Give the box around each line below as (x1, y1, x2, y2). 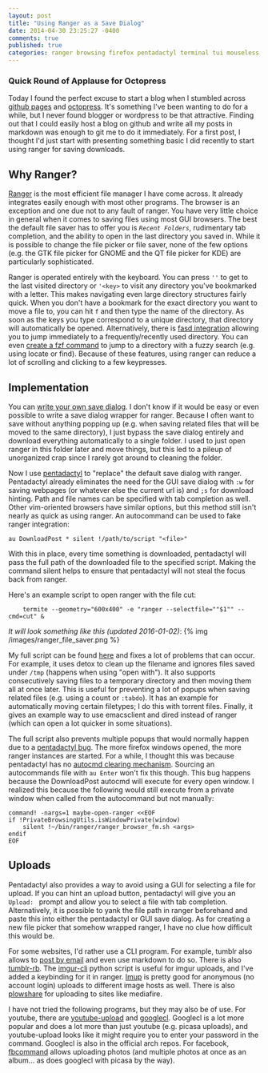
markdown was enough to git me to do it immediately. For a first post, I (8, 127, 241, 137)
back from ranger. (8, 574, 68, 584)
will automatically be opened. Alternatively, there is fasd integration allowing (8, 323, 259, 333)
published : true (8, 42, 62, 50)
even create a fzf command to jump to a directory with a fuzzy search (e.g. (8, 341, 255, 350)
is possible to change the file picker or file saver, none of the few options (8, 240, 248, 250)
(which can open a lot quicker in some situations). (8, 718, 173, 728)
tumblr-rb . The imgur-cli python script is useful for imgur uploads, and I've (8, 963, 254, 973)
